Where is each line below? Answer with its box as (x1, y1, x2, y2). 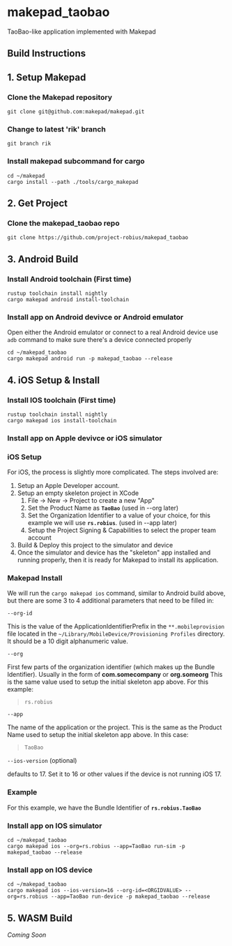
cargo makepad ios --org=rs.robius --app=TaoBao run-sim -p (7, 843, 186, 850)
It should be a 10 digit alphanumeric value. (7, 637, 129, 645)
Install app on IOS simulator (7, 821, 102, 831)
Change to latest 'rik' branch (7, 124, 107, 134)
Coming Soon (7, 931, 47, 939)
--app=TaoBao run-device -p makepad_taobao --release (51, 893, 210, 901)
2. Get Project (7, 197, 68, 209)
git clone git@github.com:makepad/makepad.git (7, 108, 145, 115)
